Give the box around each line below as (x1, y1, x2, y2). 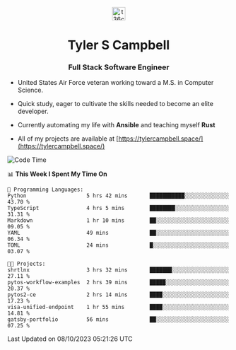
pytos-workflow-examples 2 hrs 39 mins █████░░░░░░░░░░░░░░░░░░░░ (7, 279, 230, 286)
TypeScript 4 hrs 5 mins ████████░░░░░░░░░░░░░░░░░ (7, 205, 230, 212)
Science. (17, 86, 44, 95)
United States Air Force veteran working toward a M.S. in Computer (17, 78, 214, 87)
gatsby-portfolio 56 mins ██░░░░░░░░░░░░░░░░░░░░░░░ (7, 316, 230, 323)
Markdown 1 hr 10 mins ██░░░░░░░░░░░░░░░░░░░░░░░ (7, 217, 230, 224)
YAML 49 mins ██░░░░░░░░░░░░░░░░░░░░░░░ (7, 230, 230, 237)
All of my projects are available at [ (17, 134, 119, 143)
